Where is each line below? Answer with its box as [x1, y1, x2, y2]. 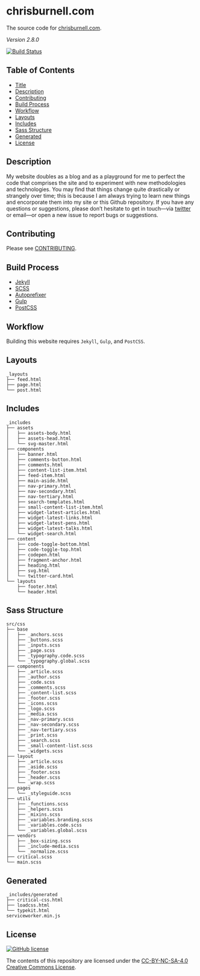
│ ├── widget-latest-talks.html [6, 525, 93, 532]
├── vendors [6, 833, 36, 839]
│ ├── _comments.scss [6, 685, 66, 691]
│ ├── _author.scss [6, 674, 61, 680]
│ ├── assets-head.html [6, 435, 71, 441]
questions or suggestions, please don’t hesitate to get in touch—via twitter [6, 204, 191, 212]
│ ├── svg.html [6, 567, 50, 574]
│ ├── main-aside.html [6, 478, 69, 484]
